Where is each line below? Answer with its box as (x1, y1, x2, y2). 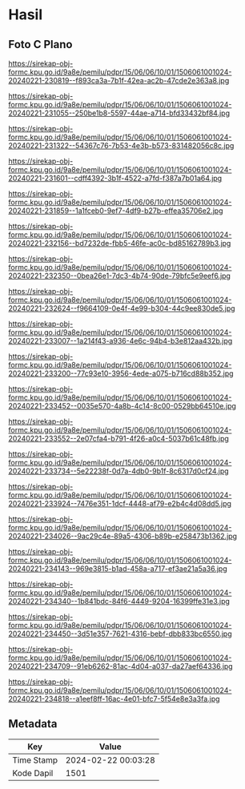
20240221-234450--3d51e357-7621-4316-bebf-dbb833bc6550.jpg (8, 629, 232, 638)
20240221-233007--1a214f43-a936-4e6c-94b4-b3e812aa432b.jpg (8, 336, 233, 345)
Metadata (8, 717, 58, 731)
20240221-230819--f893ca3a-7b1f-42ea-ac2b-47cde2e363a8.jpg (8, 76, 230, 85)
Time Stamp (12, 755, 58, 766)
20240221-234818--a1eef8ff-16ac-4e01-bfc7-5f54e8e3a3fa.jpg (8, 694, 220, 703)
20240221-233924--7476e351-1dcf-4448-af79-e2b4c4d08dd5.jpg (8, 499, 232, 508)
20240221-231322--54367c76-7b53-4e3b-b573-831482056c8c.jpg (8, 141, 235, 150)
